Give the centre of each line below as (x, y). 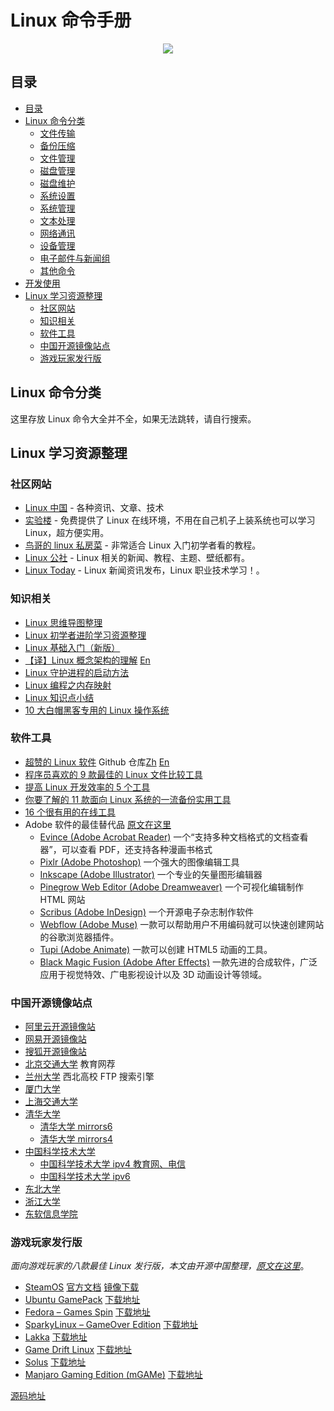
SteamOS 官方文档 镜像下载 (82, 1287)
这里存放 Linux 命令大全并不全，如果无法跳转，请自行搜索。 (133, 418)
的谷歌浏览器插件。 (79, 937)
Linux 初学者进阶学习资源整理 (85, 635)
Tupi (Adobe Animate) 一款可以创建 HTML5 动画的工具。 (156, 949)
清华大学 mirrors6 (76, 1127)
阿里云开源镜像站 (60, 1027)
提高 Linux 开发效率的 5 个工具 (87, 787)
